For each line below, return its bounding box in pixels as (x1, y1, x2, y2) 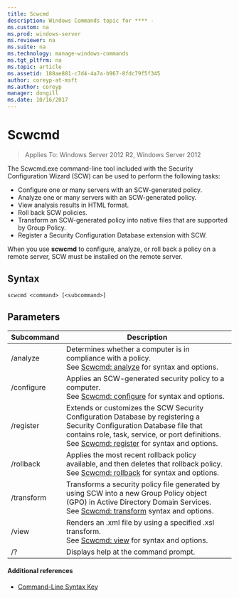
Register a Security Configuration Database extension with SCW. (17, 230, 208, 239)
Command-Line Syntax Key (17, 582, 98, 591)
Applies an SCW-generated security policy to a (66, 373, 225, 383)
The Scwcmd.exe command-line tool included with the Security (7, 164, 193, 173)
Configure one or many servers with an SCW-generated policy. (17, 186, 203, 194)
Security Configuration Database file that (66, 420, 203, 430)
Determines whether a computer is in (66, 344, 190, 354)
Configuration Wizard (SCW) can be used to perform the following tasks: (7, 171, 221, 180)
